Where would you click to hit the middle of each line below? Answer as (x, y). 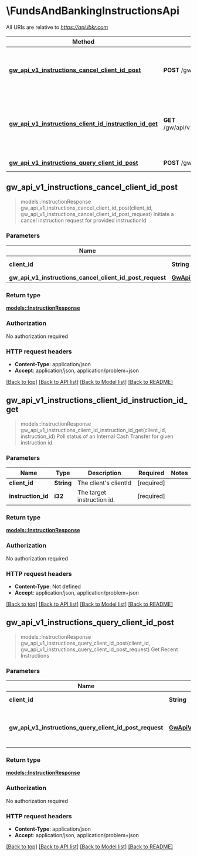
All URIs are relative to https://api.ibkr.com (57, 27)
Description (104, 473)
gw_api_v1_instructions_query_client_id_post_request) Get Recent (99, 649)
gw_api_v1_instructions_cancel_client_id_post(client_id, (86, 208)
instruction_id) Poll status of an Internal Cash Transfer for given (97, 436)
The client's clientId (104, 483)
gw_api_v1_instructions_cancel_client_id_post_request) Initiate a (97, 214)
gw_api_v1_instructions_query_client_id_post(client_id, (85, 643)
